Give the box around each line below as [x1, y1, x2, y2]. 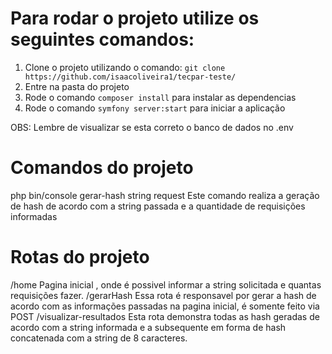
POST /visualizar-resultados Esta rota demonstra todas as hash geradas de [10, 310, 320, 322]
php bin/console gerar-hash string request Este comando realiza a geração [10, 189, 320, 201]
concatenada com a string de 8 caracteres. [10, 332, 188, 344]
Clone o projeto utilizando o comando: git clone [24, 61, 226, 73]
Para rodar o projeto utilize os [10, 7, 260, 30]
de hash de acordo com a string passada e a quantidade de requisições [10, 200, 306, 212]
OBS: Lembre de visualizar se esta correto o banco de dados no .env [10, 121, 294, 133]
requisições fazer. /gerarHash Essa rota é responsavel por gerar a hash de [10, 289, 317, 301]
